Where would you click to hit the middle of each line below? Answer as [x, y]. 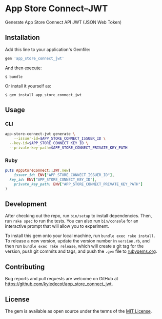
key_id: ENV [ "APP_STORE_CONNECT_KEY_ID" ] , [53, 180]
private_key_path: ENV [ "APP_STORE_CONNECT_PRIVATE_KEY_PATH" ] [78, 184]
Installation [22, 38]
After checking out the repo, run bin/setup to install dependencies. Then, [79, 216]
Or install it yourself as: [28, 86]
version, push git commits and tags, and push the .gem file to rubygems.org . [81, 251]
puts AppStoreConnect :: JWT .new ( [38, 171]
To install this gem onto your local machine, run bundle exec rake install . [80, 236]
